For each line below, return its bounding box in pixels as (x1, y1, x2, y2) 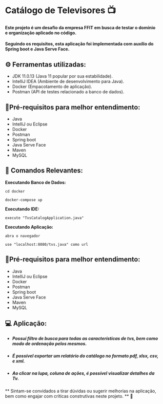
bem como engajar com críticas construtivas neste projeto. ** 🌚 (5, 393, 133, 399)
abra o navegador (5, 234, 41, 238)
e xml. (12, 358, 25, 364)
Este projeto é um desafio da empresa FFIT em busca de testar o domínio (5, 24, 156, 30)
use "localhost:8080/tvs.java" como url (5, 242, 89, 247)
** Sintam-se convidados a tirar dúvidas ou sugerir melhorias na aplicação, (5, 388, 156, 394)
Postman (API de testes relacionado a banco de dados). (12, 89, 124, 95)
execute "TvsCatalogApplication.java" (5, 215, 84, 220)
